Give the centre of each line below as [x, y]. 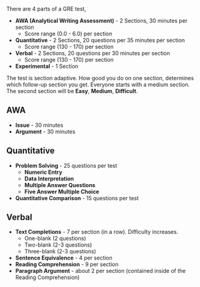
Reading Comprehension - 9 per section [67, 264]
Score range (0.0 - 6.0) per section [68, 34]
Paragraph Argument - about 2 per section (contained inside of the [100, 271]
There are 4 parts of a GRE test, [46, 9]
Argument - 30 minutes [45, 132]
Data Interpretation [49, 178]
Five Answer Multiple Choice [62, 192]
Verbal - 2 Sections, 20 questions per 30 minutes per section [92, 53]
